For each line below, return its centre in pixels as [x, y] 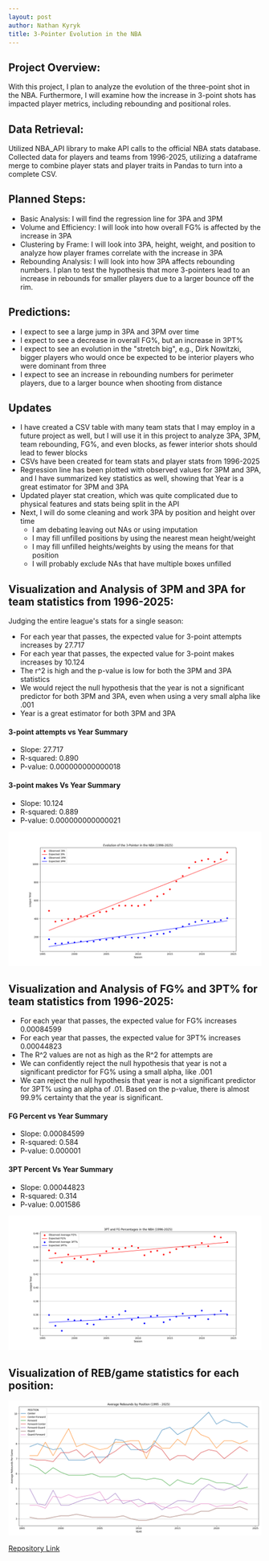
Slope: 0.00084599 [52, 1134]
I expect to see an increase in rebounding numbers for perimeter [127, 374]
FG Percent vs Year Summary [58, 1116]
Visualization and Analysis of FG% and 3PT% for [133, 989]
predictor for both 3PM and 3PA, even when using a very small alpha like [140, 697]
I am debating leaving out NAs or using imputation [115, 529]
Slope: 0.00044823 [52, 1187]
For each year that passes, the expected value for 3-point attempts [131, 637]
